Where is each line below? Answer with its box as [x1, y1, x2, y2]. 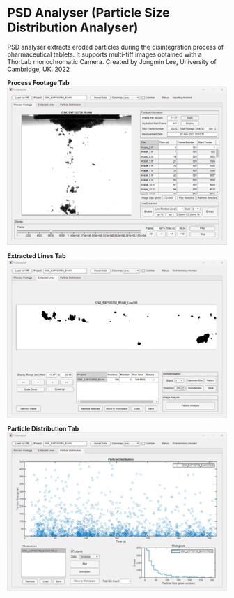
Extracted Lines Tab [7, 251, 66, 260]
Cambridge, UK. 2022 [7, 65, 70, 73]
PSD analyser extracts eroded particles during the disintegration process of [7, 43, 224, 51]
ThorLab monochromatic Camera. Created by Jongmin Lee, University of [7, 57, 217, 66]
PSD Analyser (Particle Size [7, 5, 170, 21]
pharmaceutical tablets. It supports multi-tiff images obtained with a [7, 50, 202, 59]
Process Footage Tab [7, 78, 70, 87]
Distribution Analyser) [7, 20, 139, 36]
